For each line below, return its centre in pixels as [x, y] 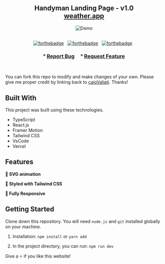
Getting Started [30, 209]
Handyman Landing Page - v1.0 [84, 8]
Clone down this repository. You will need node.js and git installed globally [83, 221]
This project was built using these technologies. [54, 110]
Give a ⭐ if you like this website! [38, 256]
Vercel [19, 146]
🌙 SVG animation [23, 174]
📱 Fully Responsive [25, 193]
